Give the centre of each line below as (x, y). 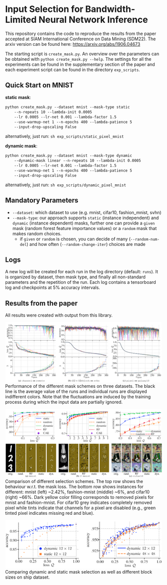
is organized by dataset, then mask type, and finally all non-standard (75, 277)
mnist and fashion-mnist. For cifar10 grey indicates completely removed (79, 502)
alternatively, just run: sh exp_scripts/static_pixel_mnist (65, 136)
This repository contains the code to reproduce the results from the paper (81, 33)
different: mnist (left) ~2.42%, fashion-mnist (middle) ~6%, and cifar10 (78, 492)
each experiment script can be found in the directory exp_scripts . (73, 69)
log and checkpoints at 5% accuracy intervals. (53, 288)
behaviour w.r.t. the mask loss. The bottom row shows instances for (74, 486)
